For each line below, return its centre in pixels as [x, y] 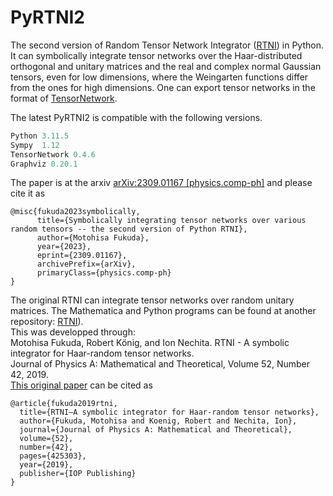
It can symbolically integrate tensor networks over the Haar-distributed [156, 55]
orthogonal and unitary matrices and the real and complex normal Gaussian [166, 66]
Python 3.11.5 [40, 136]
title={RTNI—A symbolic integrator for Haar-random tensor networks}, [169, 412]
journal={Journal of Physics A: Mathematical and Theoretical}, [156, 430]
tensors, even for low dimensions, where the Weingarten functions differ [159, 77]
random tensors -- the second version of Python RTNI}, [129, 229]
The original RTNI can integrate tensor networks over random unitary [152, 300]
